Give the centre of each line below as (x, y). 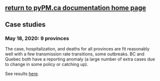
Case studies (25, 24)
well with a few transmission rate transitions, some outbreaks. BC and (75, 54)
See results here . (22, 74)
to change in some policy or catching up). (47, 65)
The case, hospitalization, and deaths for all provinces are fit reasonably (77, 49)
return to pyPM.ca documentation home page (76, 8)
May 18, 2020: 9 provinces (37, 38)
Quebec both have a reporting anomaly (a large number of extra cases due (80, 59)
